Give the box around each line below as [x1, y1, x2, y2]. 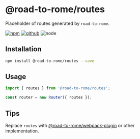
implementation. [5, 128, 39, 134]
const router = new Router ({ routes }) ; [5, 95, 93, 100]
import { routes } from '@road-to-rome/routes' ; [5, 86, 110, 91]
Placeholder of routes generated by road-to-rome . [5, 20, 110, 26]
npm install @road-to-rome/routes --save [5, 58, 95, 63]
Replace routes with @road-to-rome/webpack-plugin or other [5, 123, 135, 128]
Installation [5, 45, 42, 54]
